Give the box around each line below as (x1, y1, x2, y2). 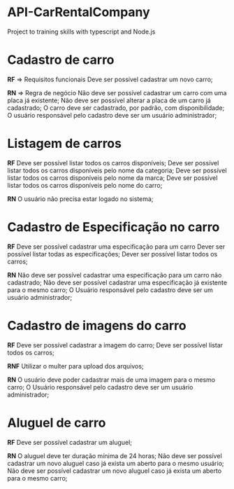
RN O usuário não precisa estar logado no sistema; (7, 194, 154, 203)
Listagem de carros (7, 136, 122, 151)
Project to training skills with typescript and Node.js (7, 27, 156, 36)
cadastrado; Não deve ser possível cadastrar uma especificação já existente (7, 278, 228, 287)
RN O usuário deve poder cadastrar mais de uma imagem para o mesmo (7, 376, 215, 384)
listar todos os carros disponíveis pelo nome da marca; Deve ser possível (7, 173, 218, 182)
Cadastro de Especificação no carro (7, 219, 220, 235)
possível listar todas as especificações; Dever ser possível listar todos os (7, 249, 218, 258)
